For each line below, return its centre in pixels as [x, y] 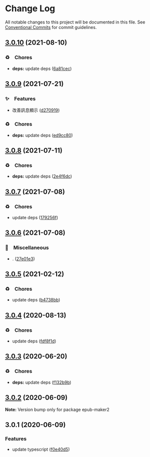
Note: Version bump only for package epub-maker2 [57, 410]
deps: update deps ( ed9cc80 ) [43, 135]
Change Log [30, 9]
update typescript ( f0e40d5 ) [41, 449]
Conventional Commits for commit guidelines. [51, 27]
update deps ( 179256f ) [35, 217]
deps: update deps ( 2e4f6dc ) [42, 176]
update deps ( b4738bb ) [36, 300]
